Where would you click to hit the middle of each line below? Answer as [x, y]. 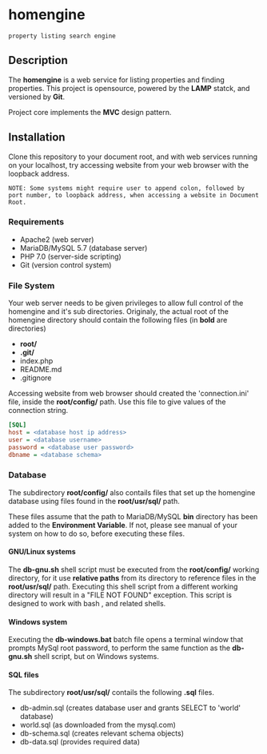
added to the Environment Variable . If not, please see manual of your [123, 525]
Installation [37, 137]
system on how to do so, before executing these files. [97, 534]
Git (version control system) [66, 264]
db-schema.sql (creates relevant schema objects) [102, 733]
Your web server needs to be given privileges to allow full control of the [126, 303]
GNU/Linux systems [42, 552]
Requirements [36, 222]
